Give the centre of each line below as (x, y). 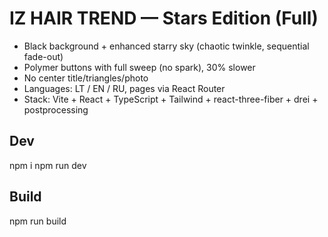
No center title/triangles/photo (86, 78)
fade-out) (43, 56)
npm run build (38, 221)
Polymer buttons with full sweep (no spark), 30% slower (139, 67)
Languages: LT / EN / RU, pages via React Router (124, 88)
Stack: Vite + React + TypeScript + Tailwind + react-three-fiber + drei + (171, 99)
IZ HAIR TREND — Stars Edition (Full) (164, 18)
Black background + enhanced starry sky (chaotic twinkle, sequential (166, 46)
